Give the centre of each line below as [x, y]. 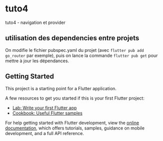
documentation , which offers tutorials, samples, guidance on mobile [75, 128]
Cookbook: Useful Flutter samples [47, 113]
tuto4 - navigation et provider [35, 22]
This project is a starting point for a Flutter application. [61, 88]
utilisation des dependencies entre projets [72, 38]
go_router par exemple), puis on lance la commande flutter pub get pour [81, 55]
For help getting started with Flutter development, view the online [72, 123]
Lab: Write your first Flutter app [45, 108]
